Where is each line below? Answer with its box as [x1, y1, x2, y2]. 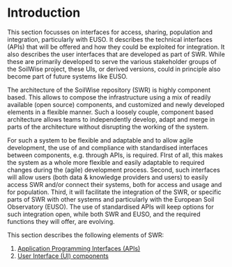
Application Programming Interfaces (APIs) [17, 244, 141, 252]
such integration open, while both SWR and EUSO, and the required [7, 210, 201, 218]
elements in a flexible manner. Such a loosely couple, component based [7, 108, 214, 116]
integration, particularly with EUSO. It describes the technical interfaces [7, 35, 212, 43]
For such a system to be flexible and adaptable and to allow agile [7, 136, 194, 144]
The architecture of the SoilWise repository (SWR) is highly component [7, 86, 211, 94]
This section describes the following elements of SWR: [7, 231, 164, 239]
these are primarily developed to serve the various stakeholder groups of [7, 57, 217, 65]
